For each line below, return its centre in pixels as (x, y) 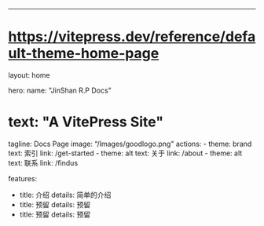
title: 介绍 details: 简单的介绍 (65, 195)
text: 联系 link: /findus (43, 162)
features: (23, 178)
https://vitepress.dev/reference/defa (132, 37)
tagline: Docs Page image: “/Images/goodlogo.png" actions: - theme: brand (130, 144)
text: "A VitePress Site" (86, 122)
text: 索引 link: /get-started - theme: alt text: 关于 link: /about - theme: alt (125, 153)
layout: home (29, 75)
